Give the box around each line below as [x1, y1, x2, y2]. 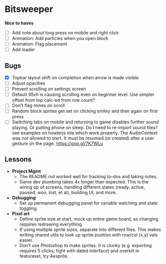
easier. [19, 237, 33, 243]
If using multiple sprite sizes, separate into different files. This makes [19, 227, 161, 233]
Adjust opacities [11, 80, 45, 86]
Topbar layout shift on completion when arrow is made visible [11, 75, 139, 80]
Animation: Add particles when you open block [11, 35, 108, 41]
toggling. [19, 206, 38, 212]
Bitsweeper [4, 3, 53, 15]
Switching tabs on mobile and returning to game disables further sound [11, 119, 159, 125]
